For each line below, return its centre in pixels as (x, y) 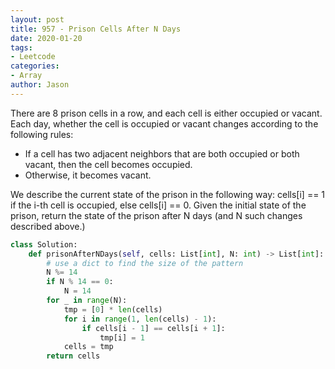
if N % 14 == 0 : (80, 282)
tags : (21, 47)
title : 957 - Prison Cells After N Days (96, 29)
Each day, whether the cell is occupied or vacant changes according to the (164, 123)
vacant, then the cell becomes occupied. (108, 164)
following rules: (42, 134)
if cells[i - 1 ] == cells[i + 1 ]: (153, 328)
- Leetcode (33, 57)
